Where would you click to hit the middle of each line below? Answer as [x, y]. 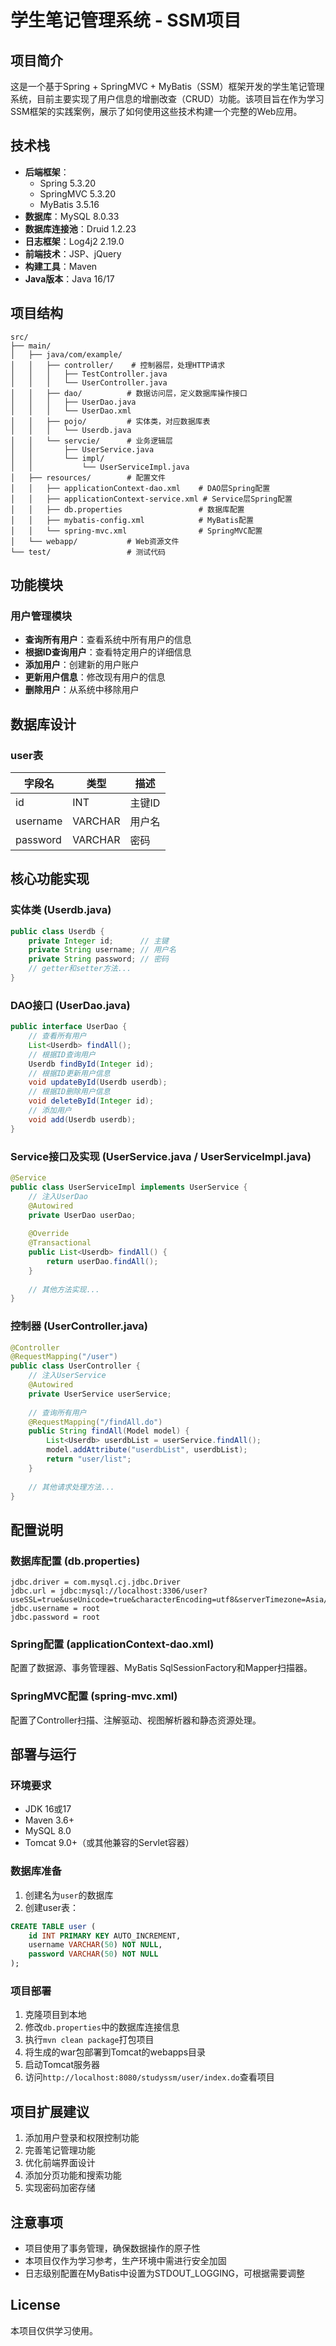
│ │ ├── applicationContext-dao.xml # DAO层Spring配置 [140, 488]
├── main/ [31, 346]
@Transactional [60, 1243]
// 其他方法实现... [64, 1289]
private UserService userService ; [100, 1394]
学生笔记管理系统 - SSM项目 [126, 20]
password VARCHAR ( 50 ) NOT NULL [93, 1954]
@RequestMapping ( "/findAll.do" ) [95, 1422]
